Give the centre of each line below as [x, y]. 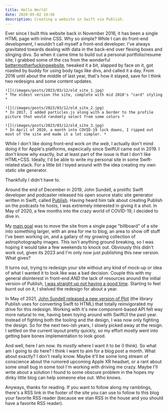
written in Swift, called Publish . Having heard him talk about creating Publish [84, 200]
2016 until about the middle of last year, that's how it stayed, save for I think [83, 76]
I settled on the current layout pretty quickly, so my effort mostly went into [82, 331]
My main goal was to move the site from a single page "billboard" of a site [81, 226]
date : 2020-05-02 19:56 [30, 15]
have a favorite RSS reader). [34, 403]
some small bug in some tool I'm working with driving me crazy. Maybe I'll [81, 367]
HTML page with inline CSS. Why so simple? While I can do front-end [77, 39]
